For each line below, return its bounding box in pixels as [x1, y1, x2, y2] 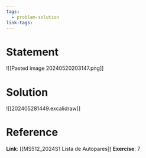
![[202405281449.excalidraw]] [6, 105, 81, 112]
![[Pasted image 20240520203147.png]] [6, 65, 104, 72]
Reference [6, 125, 58, 139]
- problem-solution [11, 14, 60, 20]
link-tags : [6, 20, 33, 25]
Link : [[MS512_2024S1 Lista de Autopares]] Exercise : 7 [6, 146, 141, 153]
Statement [6, 45, 59, 59]
